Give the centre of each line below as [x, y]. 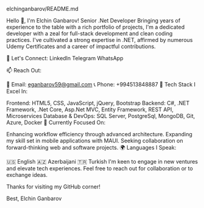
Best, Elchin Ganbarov [34, 198]
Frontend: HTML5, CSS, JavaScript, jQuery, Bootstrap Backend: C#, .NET [98, 103]
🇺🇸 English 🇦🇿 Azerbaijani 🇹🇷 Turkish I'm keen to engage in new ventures [102, 161]
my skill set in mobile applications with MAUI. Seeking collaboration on [95, 140]
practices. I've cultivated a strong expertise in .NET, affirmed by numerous [100, 40]
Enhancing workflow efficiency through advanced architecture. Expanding [100, 134]
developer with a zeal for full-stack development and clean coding [90, 33]
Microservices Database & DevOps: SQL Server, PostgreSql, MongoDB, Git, [101, 116]
